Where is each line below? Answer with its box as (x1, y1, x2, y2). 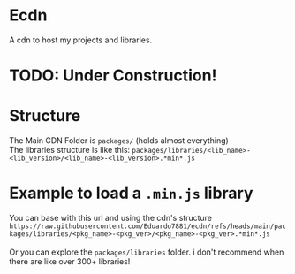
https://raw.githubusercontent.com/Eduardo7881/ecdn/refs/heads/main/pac (9, 222, 287, 231)
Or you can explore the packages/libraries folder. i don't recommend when (9, 247, 284, 257)
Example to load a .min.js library (9, 183, 253, 203)
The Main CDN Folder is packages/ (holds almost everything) (9, 135, 230, 146)
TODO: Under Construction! (9, 65, 217, 86)
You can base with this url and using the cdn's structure (9, 213, 213, 223)
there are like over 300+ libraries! (9, 256, 131, 266)
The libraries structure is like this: (9, 145, 131, 156)
